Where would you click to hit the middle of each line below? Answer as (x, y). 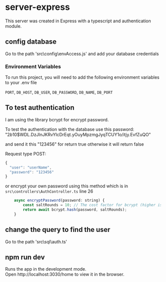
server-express (38, 7)
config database (31, 42)
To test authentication (40, 108)
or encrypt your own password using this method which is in (67, 186)
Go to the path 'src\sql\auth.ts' (36, 241)
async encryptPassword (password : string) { (60, 200)
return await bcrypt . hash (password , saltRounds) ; (75, 210)
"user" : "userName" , (31, 168)
